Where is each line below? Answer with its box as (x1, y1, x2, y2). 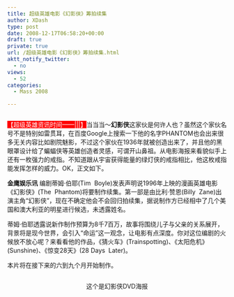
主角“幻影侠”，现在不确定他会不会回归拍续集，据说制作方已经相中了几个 (13, 196, 221, 205)
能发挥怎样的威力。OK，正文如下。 (7, 164, 108, 173)
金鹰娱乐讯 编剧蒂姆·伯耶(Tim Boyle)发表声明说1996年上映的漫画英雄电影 (7, 179, 218, 187)
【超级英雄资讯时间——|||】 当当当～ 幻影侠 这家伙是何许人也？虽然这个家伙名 (7, 120, 227, 129)
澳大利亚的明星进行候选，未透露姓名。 (19, 205, 130, 214)
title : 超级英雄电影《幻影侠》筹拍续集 (7, 10, 107, 17)
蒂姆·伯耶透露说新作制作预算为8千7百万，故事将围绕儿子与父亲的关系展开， (7, 220, 224, 229)
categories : (7, 82, 42, 89)
